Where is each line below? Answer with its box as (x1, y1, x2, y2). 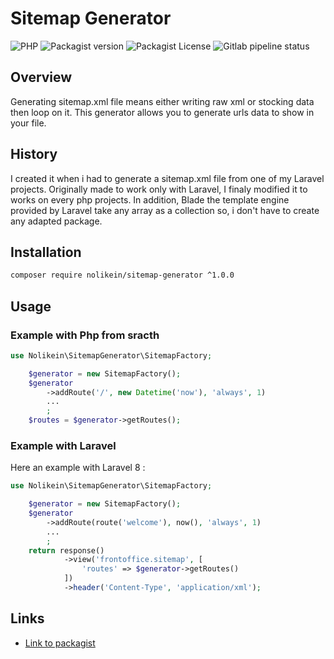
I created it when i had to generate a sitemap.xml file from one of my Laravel (10, 172, 325, 184)
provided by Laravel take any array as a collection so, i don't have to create (10, 204, 320, 216)
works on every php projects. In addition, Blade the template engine (10, 193, 290, 206)
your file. (10, 117, 47, 129)
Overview (10, 69, 73, 86)
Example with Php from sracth (10, 328, 160, 342)
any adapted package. (10, 215, 103, 227)
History (10, 146, 58, 163)
